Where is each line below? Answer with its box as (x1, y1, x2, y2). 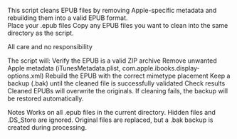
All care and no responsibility (7, 43, 93, 51)
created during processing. (7, 123, 87, 131)
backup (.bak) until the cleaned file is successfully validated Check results (7, 79, 226, 88)
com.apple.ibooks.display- (122, 64, 201, 72)
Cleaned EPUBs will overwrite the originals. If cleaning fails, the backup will (7, 87, 228, 95)
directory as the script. (7, 29, 74, 37)
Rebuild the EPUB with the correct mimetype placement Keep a (45, 71, 231, 80)
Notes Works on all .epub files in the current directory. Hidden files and (7, 108, 216, 116)
